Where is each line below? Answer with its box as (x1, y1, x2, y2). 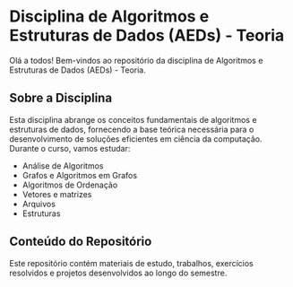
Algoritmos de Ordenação (22, 179, 118, 190)
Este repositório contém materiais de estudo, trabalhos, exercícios (9, 257, 254, 268)
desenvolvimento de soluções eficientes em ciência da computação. (9, 133, 263, 144)
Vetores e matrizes (22, 188, 92, 199)
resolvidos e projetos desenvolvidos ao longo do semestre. (9, 267, 228, 278)
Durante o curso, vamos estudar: (9, 143, 131, 153)
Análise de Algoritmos (22, 160, 104, 171)
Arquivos (22, 198, 56, 209)
